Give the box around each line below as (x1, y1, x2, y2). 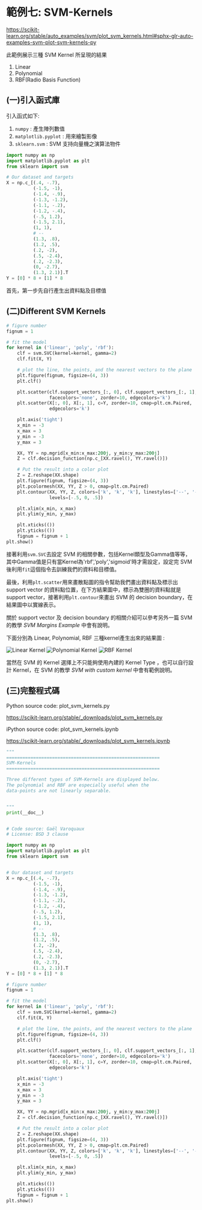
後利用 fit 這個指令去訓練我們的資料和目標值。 (6, 565, 120, 573)
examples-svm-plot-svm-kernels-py (6, 39, 97, 46)
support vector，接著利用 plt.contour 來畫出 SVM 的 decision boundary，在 (6, 593, 193, 600)
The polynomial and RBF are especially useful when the (6, 782, 149, 788)
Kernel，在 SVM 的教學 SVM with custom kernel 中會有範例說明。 (13, 666, 176, 673)
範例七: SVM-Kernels (6, 5, 113, 19)
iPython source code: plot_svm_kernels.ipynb (6, 725, 119, 733)
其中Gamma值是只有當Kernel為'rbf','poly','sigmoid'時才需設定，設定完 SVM (6, 558, 192, 565)
